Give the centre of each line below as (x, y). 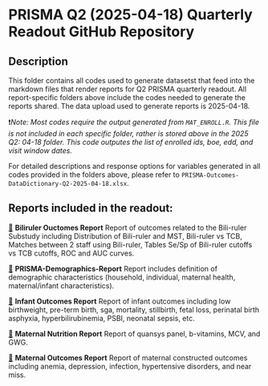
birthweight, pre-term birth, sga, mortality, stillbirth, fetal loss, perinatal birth (134, 309)
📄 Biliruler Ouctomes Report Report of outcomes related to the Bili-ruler (128, 227)
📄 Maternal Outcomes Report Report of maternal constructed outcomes (128, 357)
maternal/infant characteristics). (61, 285)
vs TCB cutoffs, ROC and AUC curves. (71, 253)
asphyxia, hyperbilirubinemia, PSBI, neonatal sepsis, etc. (102, 318)
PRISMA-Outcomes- (210, 175)
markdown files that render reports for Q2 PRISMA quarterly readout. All (128, 89)
